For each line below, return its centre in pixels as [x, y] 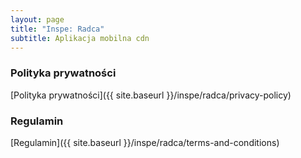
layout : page [37, 19]
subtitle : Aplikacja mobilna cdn [80, 38]
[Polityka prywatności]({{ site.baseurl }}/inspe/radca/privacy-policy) [151, 95]
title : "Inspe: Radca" [57, 29]
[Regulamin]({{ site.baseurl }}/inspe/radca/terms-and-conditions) [145, 142]
